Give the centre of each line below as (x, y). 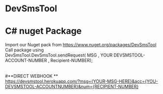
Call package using (25, 50)
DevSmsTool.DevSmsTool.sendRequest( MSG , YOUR (59, 55)
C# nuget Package (43, 31)
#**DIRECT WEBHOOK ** (31, 76)
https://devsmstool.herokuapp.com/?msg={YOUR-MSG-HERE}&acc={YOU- (81, 81)
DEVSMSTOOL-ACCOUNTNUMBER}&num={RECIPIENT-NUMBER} (72, 87)
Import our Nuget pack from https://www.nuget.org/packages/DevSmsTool (81, 45)
